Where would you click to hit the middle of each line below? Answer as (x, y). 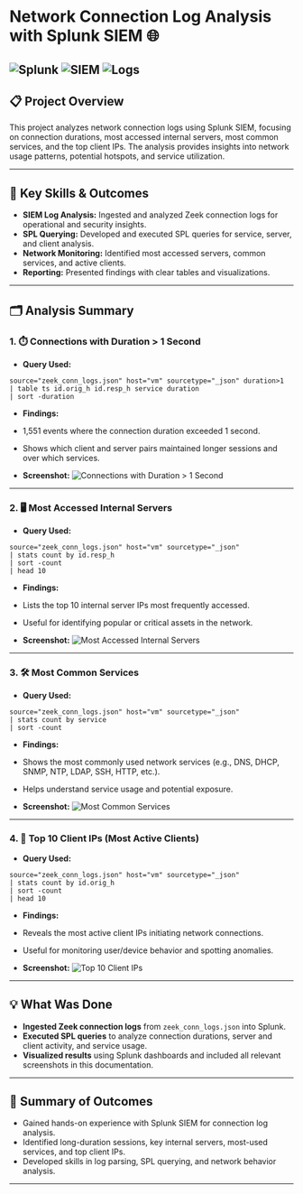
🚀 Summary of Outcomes (81, 1101)
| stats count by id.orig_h (62, 883)
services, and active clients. (74, 263)
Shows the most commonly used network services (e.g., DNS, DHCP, (151, 762)
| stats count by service (58, 720)
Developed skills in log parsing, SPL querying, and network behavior (149, 1162)
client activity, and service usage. (85, 1045)
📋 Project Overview (67, 101)
